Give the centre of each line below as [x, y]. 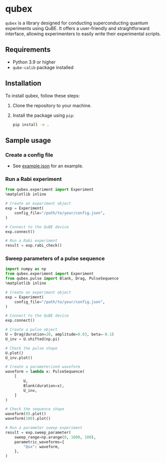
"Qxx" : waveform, [41, 447]
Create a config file [29, 155]
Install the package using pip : [43, 115]
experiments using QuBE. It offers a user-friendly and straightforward [77, 28]
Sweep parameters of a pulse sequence [55, 259]
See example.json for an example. [48, 166]
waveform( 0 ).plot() [26, 414]
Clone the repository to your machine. [52, 105]
